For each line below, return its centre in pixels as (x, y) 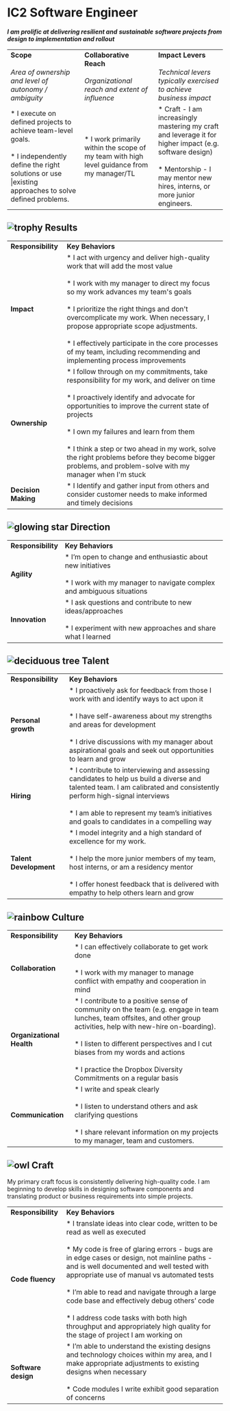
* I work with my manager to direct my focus (138, 283)
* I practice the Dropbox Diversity (128, 1070)
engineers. (176, 203)
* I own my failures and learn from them (131, 432)
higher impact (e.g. (189, 143)
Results (61, 228)
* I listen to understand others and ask (136, 1106)
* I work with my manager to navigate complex (140, 583)
